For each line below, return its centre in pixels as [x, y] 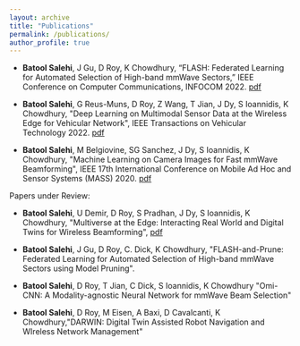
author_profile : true [50, 42]
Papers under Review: [50, 196]
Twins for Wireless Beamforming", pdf [92, 232]
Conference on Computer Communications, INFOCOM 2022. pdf [141, 87]
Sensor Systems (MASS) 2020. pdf [87, 179]
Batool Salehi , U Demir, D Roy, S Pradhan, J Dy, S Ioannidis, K [136, 213]
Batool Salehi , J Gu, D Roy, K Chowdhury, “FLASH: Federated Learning [153, 68]
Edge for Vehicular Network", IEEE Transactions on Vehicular [134, 123]
